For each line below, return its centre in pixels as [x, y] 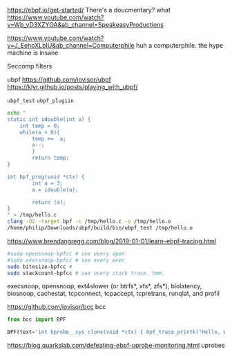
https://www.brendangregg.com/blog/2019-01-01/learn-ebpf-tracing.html [112, 241]
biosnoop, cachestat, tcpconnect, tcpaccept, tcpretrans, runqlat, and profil [113, 294]
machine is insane [33, 53]
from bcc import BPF [37, 320]
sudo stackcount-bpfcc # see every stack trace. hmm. [86, 273]
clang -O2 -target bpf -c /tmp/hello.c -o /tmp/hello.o [89, 222]
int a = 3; [48, 183]
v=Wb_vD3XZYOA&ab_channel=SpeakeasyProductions [86, 25]
